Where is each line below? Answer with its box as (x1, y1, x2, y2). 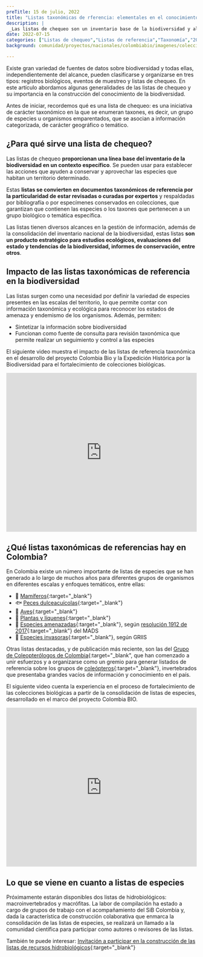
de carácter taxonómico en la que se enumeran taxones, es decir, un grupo (6, 108, 193, 116)
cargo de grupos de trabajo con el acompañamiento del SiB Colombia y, (6, 906, 185, 914)
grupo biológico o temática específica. (6, 211, 102, 219)
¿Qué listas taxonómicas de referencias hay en (6, 542, 186, 553)
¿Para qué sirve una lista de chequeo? (6, 139, 153, 149)
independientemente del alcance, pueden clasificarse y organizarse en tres (6, 71, 194, 78)
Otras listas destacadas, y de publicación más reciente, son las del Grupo (6, 645, 189, 653)
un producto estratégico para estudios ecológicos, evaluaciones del (6, 236, 181, 243)
